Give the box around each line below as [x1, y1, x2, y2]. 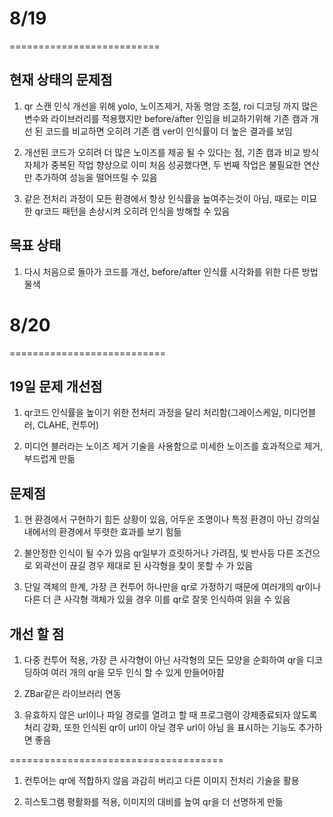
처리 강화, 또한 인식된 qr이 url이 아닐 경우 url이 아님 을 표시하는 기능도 [23, 721, 297, 733]
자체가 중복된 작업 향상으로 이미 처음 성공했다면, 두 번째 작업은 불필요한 [23, 158, 302, 171]
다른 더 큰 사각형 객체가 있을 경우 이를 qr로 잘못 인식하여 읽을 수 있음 [23, 593, 291, 606]
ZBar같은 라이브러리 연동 [23, 687, 122, 699]
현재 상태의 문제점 [9, 72, 113, 89]
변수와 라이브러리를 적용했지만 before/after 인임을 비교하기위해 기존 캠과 [23, 112, 309, 124]
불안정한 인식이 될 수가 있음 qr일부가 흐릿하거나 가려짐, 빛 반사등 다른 [23, 547, 294, 559]
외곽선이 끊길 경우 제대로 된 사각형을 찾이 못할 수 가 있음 [34, 560, 254, 572]
